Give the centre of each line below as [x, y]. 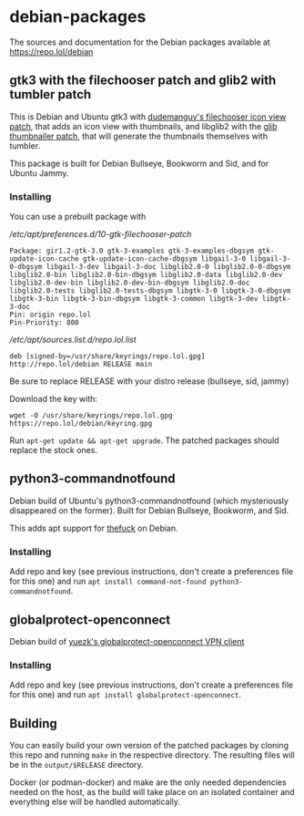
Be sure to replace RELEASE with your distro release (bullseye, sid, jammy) [149, 381]
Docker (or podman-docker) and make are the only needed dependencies [148, 782]
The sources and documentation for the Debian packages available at [140, 42]
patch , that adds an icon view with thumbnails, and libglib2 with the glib [143, 126]
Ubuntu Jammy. [39, 173]
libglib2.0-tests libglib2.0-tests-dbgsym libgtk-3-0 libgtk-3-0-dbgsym [150, 291]
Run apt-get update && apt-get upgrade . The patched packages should [144, 440]
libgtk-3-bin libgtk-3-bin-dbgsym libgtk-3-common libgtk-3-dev [134, 299]
